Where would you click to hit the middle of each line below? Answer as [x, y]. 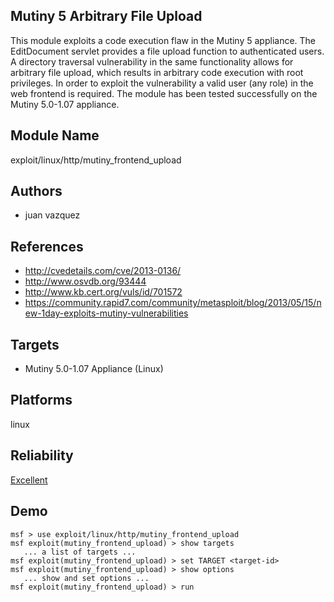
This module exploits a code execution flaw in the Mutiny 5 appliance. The [163, 40]
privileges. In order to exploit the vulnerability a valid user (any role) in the [162, 83]
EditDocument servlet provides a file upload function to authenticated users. [167, 51]
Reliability [42, 455]
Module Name [55, 135]
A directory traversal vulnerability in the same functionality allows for [152, 61]
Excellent [29, 480]
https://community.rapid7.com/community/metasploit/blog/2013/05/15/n [173, 303]
